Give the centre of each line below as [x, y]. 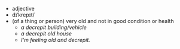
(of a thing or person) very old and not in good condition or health [93, 21]
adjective [23, 9]
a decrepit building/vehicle [54, 27]
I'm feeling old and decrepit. [56, 40]
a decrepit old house [46, 34]
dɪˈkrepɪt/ [23, 15]
